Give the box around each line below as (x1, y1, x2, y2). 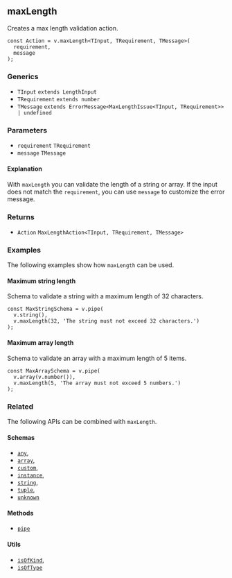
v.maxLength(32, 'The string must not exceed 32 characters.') (13, 318, 199, 325)
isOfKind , (17, 555, 45, 564)
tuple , (17, 486, 35, 494)
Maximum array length (7, 339, 74, 346)
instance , (17, 471, 45, 479)
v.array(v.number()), (13, 373, 76, 380)
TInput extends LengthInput (17, 89, 97, 96)
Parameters (7, 126, 47, 135)
